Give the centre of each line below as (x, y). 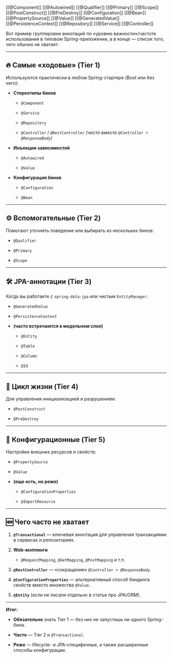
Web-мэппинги (30, 550)
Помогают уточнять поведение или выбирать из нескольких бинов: (80, 230)
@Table (28, 346)
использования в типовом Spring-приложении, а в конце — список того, (85, 39)
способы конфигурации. (40, 650)
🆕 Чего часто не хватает (47, 522)
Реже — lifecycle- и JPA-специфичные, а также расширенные (81, 644)
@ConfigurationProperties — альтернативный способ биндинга (81, 579)
